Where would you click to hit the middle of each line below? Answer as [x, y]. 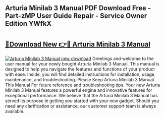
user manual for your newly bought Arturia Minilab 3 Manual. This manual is [82, 64]
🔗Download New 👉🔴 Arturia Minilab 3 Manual [78, 44]
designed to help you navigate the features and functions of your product [80, 69]
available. [15, 111]
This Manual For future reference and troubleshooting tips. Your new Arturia [82, 85]
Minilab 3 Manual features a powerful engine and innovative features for [79, 90]
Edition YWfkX [28, 24]
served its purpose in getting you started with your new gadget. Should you [82, 101]
